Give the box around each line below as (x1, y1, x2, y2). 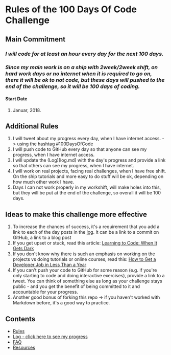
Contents (5, 315, 36, 323)
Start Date (5, 96, 28, 102)
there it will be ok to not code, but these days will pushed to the (5, 77, 165, 84)
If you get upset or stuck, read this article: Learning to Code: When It (12, 240, 157, 246)
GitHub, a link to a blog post (12, 234, 71, 241)
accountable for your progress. (12, 289, 78, 295)
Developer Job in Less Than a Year (12, 262, 87, 268)
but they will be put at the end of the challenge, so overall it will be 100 (12, 190, 161, 196)
